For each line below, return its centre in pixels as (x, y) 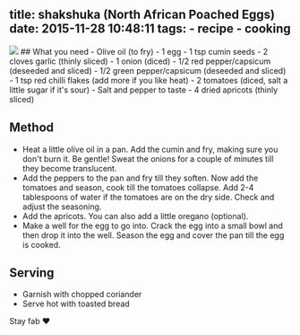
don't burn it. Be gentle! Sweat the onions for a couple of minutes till (148, 159)
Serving (32, 273)
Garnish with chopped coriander (82, 295)
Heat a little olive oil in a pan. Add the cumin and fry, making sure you (150, 149)
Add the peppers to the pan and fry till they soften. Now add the (140, 178)
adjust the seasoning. (62, 207)
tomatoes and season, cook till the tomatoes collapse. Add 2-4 (138, 187)
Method (32, 128)
